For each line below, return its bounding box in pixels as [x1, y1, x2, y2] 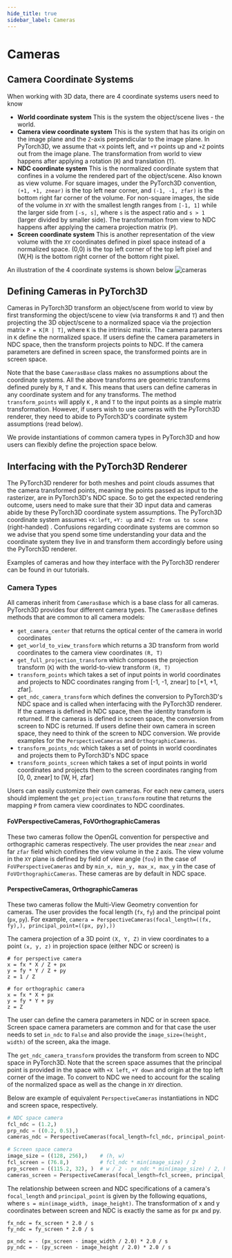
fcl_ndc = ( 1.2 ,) [7, 1121, 57, 1128]
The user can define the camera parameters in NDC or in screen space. [7, 1016, 211, 1024]
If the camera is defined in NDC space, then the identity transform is [17, 707, 212, 715]
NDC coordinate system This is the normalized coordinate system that [17, 164, 219, 173]
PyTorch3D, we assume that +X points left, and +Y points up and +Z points [17, 142, 224, 151]
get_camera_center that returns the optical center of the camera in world [17, 626, 222, 635]
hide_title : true [7, 10, 57, 17]
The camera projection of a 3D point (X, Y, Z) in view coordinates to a [7, 934, 209, 942]
